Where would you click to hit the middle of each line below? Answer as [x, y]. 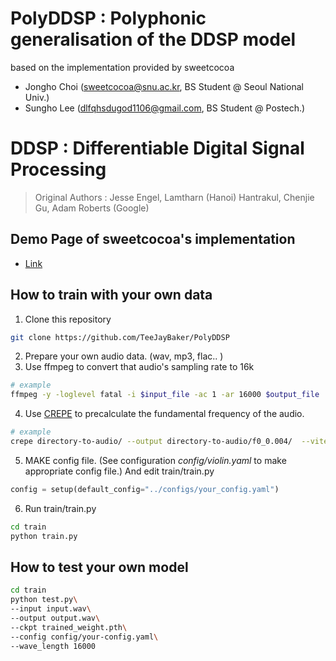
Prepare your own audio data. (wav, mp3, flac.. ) [124, 356]
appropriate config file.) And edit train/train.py [119, 471]
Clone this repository [68, 319]
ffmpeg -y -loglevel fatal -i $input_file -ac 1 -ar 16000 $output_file [165, 395]
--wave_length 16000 [53, 646]
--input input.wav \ [51, 609]
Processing [58, 169]
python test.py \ [44, 600]
